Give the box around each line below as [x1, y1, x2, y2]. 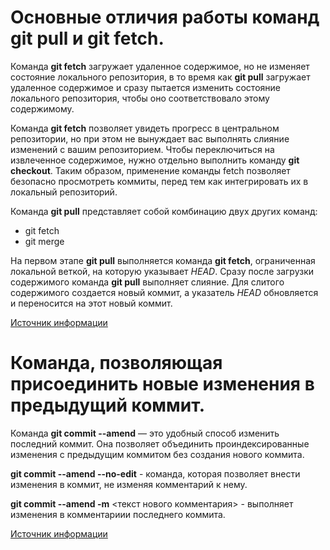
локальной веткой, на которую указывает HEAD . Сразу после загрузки [10, 265, 315, 277]
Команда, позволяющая [10, 352, 223, 375]
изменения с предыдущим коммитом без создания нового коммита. [10, 448, 305, 460]
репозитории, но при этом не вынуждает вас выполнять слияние [10, 132, 290, 145]
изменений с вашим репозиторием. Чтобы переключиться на [10, 143, 275, 155]
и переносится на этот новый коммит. [10, 297, 173, 309]
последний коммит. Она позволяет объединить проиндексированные [10, 437, 310, 450]
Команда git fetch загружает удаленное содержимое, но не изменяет [10, 60, 310, 72]
